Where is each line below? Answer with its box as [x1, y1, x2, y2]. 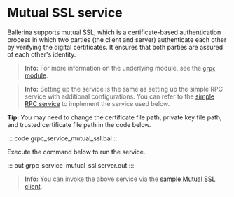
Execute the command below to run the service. [7, 147, 146, 156]
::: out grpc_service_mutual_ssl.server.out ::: [7, 161, 135, 169]
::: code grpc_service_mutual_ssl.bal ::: [7, 134, 119, 143]
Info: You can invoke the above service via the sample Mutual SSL [24, 175, 216, 183]
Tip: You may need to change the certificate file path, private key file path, [7, 113, 222, 122]
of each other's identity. [7, 50, 76, 59]
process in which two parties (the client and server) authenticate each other [7, 35, 227, 43]
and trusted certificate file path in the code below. [7, 120, 151, 129]
